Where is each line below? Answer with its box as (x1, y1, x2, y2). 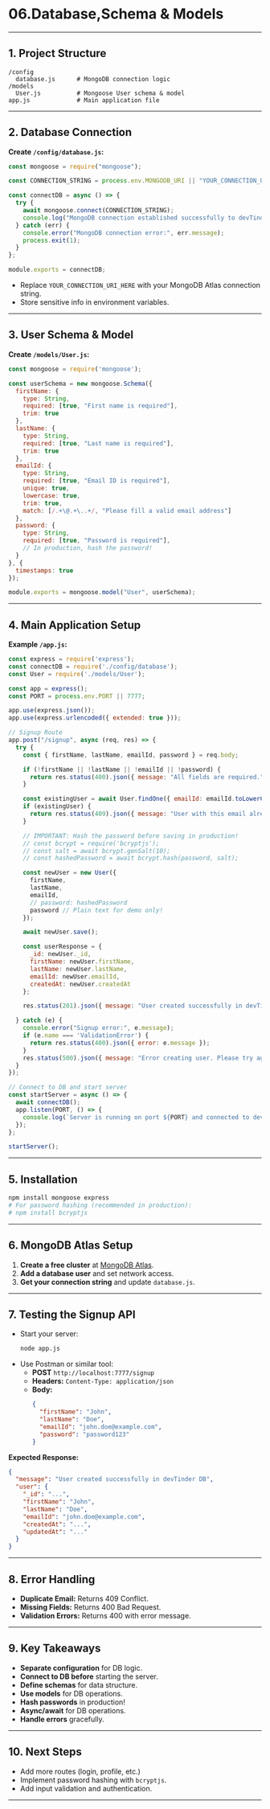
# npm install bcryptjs (8, 1208, 88, 1216)
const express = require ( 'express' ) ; (8, 655, 135, 663)
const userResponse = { (22, 942, 103, 951)
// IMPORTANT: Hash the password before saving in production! (22, 831, 239, 840)
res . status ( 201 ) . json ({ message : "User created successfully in (22, 1002, 243, 1010)
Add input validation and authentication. (19, 1783, 153, 1793)
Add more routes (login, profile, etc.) (19, 1766, 141, 1776)
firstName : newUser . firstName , (29, 958, 135, 966)
